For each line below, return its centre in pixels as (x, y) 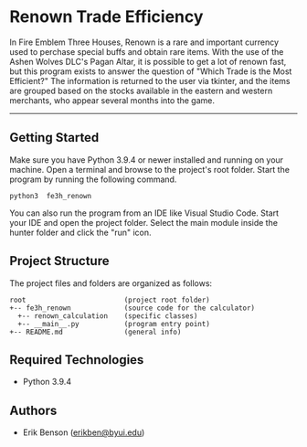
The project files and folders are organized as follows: (111, 283)
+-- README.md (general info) (95, 332)
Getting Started (54, 138)
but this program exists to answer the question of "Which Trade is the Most (151, 71)
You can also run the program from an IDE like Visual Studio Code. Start (144, 213)
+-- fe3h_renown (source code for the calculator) (132, 308)
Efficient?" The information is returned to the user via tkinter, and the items (150, 80)
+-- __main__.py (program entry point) (114, 324)
